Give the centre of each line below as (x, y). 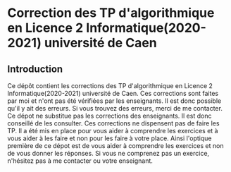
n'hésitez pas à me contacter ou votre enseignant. (80, 161)
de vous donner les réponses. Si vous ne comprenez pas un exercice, (108, 153)
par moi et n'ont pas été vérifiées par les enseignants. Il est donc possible (114, 101)
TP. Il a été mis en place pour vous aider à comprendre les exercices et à (113, 131)
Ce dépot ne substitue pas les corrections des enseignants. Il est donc (110, 116)
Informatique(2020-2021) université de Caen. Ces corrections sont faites (113, 93)
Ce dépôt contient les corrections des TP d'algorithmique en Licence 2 (110, 86)
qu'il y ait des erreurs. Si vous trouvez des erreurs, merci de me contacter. (115, 108)
